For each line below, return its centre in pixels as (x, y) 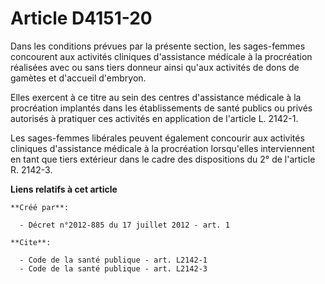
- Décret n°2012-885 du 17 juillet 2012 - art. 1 (124, 225)
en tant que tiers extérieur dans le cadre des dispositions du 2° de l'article (163, 159)
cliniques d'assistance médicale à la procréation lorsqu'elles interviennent (162, 148)
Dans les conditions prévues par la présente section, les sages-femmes (158, 46)
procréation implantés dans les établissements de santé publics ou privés (161, 108)
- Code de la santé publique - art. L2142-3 (113, 268)
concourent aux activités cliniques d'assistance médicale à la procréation (161, 56)
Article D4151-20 (81, 18)
